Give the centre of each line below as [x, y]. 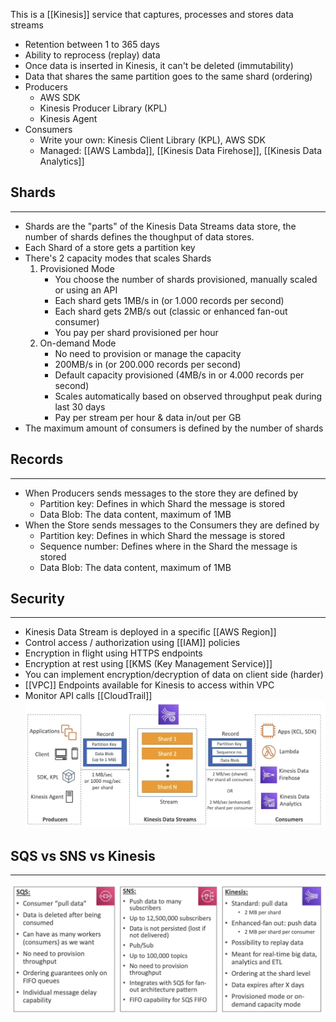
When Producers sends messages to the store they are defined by [161, 493]
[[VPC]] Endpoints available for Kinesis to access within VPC [149, 685]
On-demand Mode [78, 343]
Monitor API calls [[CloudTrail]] [88, 696]
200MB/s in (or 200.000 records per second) [148, 364]
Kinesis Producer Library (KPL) [103, 108]
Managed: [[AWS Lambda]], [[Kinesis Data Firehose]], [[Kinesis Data [181, 150]
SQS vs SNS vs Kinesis [83, 855]
